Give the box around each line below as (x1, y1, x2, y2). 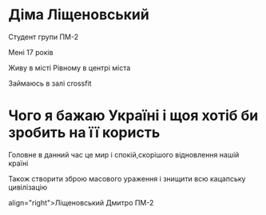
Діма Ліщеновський (8, 6, 149, 24)
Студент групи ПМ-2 (8, 32, 78, 42)
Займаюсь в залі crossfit (8, 78, 92, 88)
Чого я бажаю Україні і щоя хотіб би (8, 106, 259, 125)
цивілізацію (8, 182, 48, 192)
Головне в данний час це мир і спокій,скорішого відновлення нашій (8, 149, 240, 159)
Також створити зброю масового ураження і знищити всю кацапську (8, 173, 246, 183)
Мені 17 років (8, 47, 54, 57)
